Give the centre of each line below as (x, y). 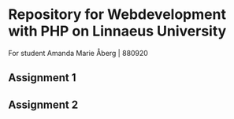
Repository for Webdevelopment (117, 15)
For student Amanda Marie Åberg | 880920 (78, 53)
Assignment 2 (43, 104)
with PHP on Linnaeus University (117, 31)
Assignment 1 (42, 78)
